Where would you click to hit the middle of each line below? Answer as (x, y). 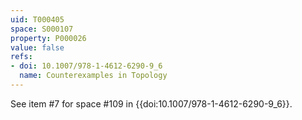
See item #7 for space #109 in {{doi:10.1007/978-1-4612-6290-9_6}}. (151, 103)
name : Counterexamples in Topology (93, 76)
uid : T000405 (37, 19)
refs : (21, 57)
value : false (37, 47)
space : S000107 (42, 29)
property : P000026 (48, 38)
